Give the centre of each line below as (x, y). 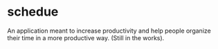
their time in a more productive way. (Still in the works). (86, 37)
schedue (33, 12)
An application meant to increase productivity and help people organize (109, 31)
